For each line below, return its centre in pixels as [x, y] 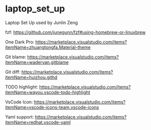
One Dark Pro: [20, 42]
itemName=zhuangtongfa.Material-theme [48, 47]
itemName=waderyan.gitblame [37, 62]
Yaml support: [19, 117]
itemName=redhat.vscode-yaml [38, 122]
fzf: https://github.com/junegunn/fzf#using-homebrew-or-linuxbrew [75, 32]
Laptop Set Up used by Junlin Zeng [42, 22]
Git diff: [13, 72]
